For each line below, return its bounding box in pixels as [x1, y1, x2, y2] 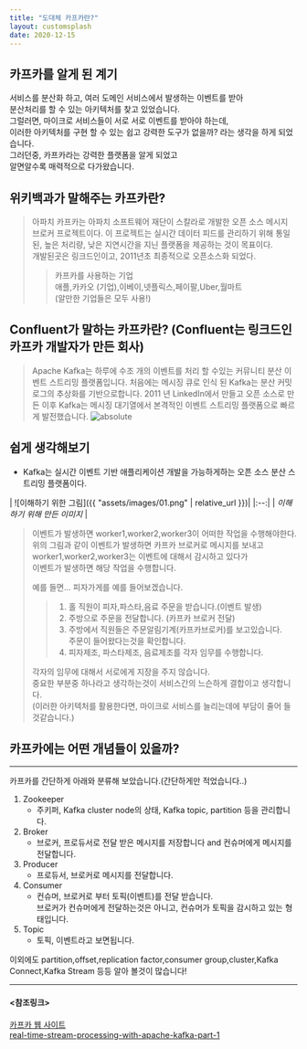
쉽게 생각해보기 [9, 440, 90, 456]
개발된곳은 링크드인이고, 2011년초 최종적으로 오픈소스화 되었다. [31, 250, 257, 261]
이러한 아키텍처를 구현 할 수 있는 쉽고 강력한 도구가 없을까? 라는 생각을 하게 [9, 127, 277, 138]
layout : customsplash [9, 22, 92, 31]
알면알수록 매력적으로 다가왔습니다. [9, 161, 134, 172]
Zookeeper [22, 794, 65, 805]
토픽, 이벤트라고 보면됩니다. [36, 935, 135, 946]
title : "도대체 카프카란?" [9, 13, 99, 23]
